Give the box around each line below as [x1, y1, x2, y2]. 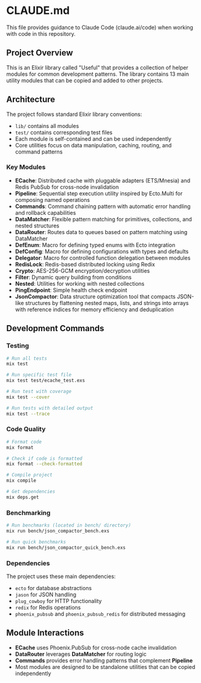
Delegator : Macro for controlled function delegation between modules [15, 254, 191, 261]
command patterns [15, 148, 63, 155]
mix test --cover [6, 394, 50, 400]
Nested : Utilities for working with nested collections [15, 280, 145, 287]
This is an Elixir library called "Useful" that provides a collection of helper [6, 64, 189, 71]
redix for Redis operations [15, 604, 81, 611]
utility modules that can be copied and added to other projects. [6, 76, 163, 84]
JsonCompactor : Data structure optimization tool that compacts [15, 292, 176, 300]
